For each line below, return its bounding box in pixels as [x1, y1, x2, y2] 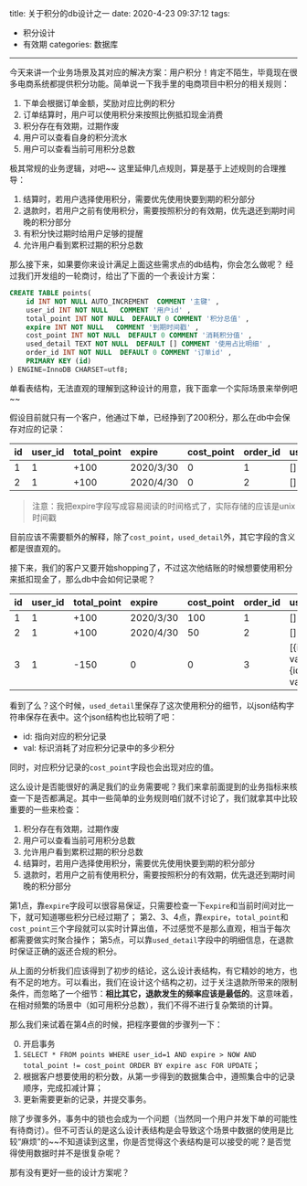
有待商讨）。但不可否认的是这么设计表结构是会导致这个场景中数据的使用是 [9, 1124, 286, 1136]
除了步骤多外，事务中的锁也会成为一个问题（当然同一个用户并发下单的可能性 [9, 1113, 298, 1124]
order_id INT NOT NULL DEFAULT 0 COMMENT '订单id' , [26, 348, 233, 358]
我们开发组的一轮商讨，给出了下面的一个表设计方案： [16, 271, 217, 281]
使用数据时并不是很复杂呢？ [16, 1147, 122, 1159]
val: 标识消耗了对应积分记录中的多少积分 [22, 742, 175, 753]
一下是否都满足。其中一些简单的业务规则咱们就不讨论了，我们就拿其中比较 [16, 792, 298, 803]
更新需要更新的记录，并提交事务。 [22, 1094, 152, 1105]
